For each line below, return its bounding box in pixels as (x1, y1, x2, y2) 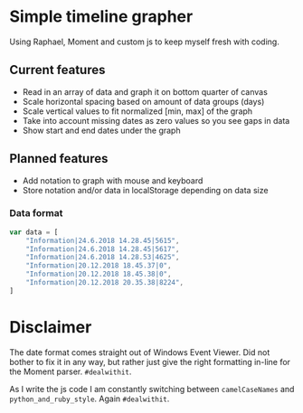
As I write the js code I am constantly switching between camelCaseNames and (9, 383, 295, 394)
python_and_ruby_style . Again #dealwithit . (9, 393, 170, 404)
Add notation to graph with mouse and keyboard (22, 174, 204, 186)
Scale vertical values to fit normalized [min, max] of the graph (22, 106, 253, 117)
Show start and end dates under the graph (22, 125, 181, 136)
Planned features (9, 151, 109, 166)
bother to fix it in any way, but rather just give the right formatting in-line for (9, 356, 291, 367)
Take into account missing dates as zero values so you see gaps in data (22, 115, 290, 126)
